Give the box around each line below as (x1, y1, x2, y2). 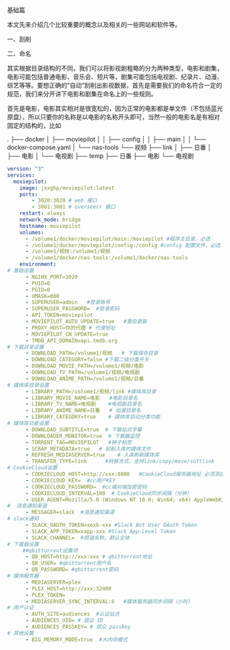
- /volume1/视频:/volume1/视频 (25, 248, 111, 255)
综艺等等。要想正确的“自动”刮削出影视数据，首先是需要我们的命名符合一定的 (7, 81, 222, 89)
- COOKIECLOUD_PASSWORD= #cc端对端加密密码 (25, 483, 147, 491)
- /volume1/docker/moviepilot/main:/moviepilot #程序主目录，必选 (25, 235, 211, 242)
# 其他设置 (7, 629, 34, 636)
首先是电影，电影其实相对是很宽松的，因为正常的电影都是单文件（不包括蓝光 (7, 105, 223, 112)
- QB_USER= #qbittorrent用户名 (25, 560, 112, 567)
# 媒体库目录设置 (7, 382, 49, 389)
